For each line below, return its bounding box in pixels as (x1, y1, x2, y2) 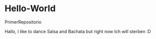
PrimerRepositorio (4, 19, 42, 25)
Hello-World (4, 3, 56, 14)
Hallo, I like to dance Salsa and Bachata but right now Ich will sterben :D (4, 28, 152, 34)
